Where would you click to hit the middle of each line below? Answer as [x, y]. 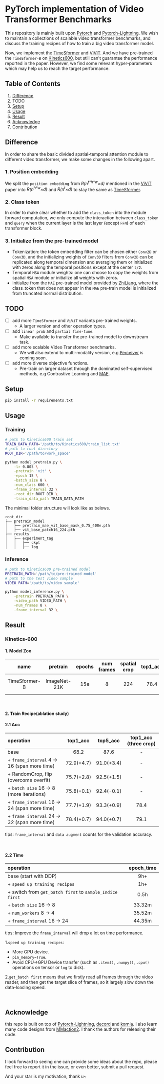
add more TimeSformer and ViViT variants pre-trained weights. [74, 320]
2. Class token [22, 202]
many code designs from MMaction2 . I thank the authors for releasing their [81, 1029]
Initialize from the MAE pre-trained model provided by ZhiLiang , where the [85, 283]
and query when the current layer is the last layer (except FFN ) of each [75, 223]
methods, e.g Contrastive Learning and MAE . [65, 373]
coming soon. [33, 358]
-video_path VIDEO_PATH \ [40, 601]
